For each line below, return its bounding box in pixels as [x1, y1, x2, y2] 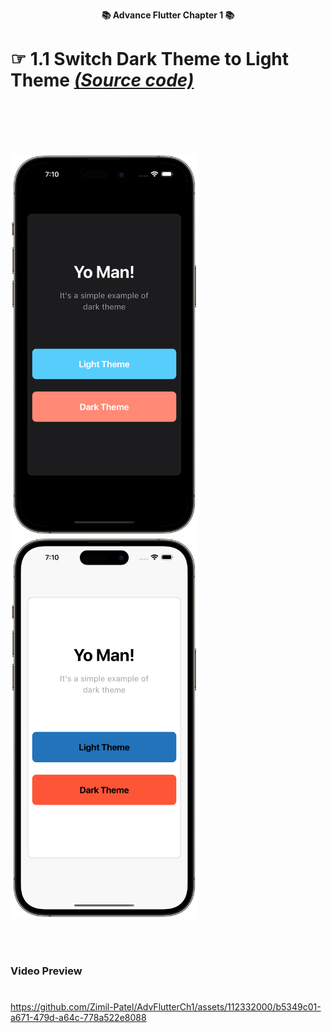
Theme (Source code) [10, 69, 195, 92]
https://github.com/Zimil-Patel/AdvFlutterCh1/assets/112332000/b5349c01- [10, 1001, 322, 1013]
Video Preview [10, 964, 83, 978]
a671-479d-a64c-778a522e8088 [10, 1012, 147, 1024]
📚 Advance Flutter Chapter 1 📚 [101, 9, 235, 21]
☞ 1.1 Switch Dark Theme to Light [10, 48, 290, 71]
